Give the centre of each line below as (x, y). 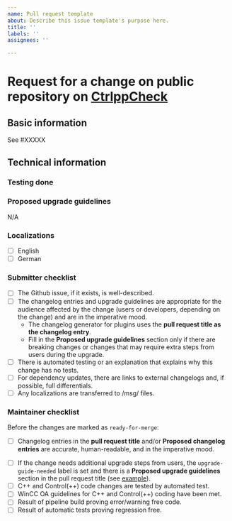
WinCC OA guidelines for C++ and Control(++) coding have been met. (120, 494)
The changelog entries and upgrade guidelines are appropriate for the (119, 301)
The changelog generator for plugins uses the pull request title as (124, 324)
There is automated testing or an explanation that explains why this (115, 362)
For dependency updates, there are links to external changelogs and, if (121, 378)
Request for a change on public (101, 82)
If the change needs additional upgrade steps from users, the (107, 463)
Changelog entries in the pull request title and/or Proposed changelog (121, 442)
